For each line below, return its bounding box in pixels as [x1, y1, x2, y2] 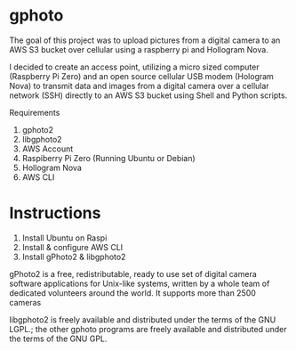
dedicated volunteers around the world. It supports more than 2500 [9, 287, 256, 298]
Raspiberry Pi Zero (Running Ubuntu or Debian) [21, 152, 196, 163]
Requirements [9, 107, 60, 118]
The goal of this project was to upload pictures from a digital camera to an [9, 35, 281, 45]
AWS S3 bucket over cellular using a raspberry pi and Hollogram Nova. [9, 44, 268, 54]
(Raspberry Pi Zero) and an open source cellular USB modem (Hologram [9, 70, 274, 81]
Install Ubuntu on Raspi [21, 233, 108, 243]
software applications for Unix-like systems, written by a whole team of [9, 278, 270, 289]
